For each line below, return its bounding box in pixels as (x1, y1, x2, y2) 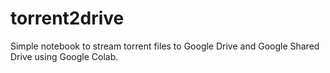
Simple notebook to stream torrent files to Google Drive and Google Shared (10, 40, 320, 52)
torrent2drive (10, 7, 125, 30)
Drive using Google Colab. (10, 50, 119, 62)
